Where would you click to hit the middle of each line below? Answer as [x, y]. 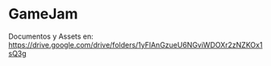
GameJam [43, 14]
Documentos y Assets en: [51, 36]
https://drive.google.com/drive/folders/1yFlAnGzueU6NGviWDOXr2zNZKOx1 [135, 44]
